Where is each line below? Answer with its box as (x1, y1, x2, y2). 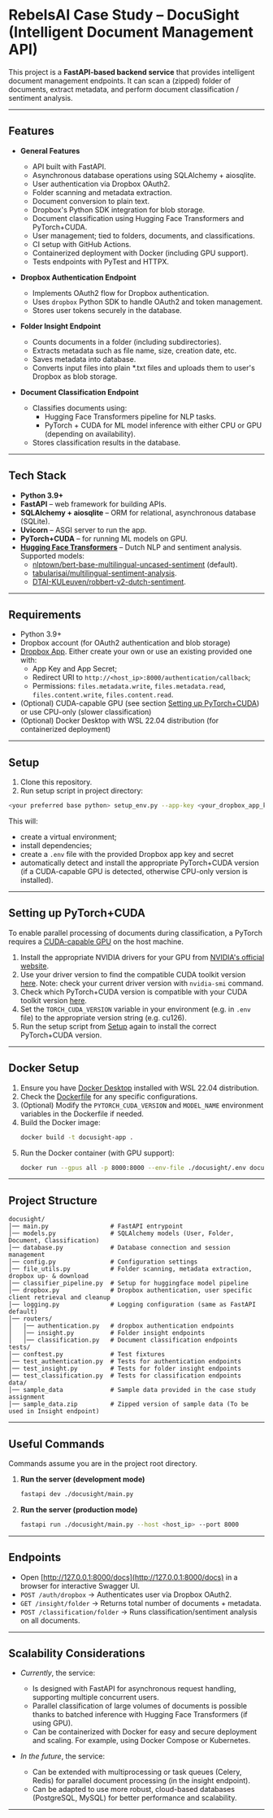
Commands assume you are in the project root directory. (8, 1459, 197, 1468)
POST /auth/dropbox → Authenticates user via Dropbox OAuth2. (19, 1590, 232, 1599)
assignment (8, 1393, 45, 1402)
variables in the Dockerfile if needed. (19, 1108, 145, 1119)
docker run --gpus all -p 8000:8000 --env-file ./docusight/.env (19, 1163, 246, 1172)
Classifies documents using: (32, 402, 128, 412)
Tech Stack (8, 469, 67, 483)
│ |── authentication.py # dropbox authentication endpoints (8, 1322, 234, 1330)
